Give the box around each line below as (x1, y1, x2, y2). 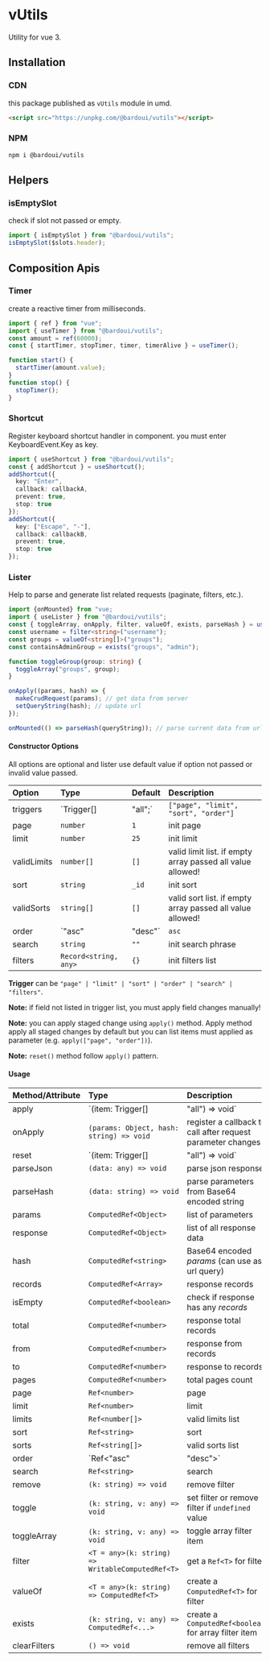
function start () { (8, 356, 74, 364)
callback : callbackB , (15, 530, 88, 538)
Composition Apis (8, 261, 100, 275)
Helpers (8, 173, 49, 187)
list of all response (186, 1222, 256, 1233)
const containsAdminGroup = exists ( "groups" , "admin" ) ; (8, 643, 199, 651)
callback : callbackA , (15, 485, 88, 493)
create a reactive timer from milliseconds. (8, 304, 146, 313)
